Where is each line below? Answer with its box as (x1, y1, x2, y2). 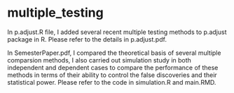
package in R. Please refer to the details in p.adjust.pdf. (7, 35, 167, 43)
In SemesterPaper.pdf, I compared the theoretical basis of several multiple (7, 49, 221, 57)
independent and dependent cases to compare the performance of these (7, 63, 219, 71)
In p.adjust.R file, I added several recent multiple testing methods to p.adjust (7, 28, 227, 36)
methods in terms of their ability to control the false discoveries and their (7, 71, 217, 79)
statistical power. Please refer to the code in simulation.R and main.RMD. (7, 78, 216, 86)
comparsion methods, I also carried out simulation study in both (7, 56, 191, 64)
